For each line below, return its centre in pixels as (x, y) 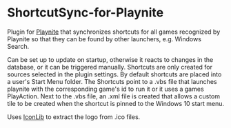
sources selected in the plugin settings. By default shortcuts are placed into (114, 74)
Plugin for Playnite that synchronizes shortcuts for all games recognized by (114, 32)
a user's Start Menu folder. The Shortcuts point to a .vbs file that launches (112, 81)
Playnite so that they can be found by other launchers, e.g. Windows (104, 39)
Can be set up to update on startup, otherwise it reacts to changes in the (110, 59)
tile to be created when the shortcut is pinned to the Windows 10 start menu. (116, 103)
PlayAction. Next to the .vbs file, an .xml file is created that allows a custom (114, 96)
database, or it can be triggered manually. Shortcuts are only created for (110, 67)
